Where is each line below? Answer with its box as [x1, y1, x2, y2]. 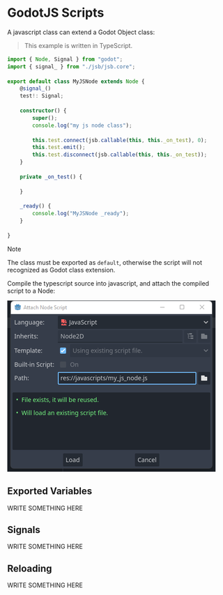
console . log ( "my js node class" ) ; [32, 122, 132, 129]
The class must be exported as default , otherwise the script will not [7, 258, 203, 266]
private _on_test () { [20, 173, 82, 180]
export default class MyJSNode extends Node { [7, 78, 145, 85]
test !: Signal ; [20, 93, 64, 100]
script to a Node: [7, 286, 56, 295]
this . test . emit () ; [32, 144, 86, 151]
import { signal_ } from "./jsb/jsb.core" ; [7, 63, 136, 70]
